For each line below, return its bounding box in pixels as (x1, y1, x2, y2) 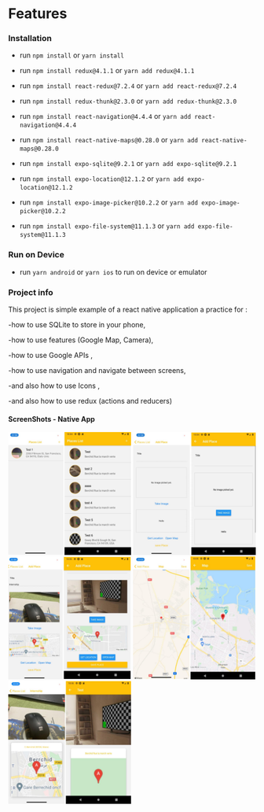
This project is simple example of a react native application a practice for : (8, 304, 247, 315)
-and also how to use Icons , (8, 381, 101, 390)
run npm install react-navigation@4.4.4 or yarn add (19, 112, 191, 121)
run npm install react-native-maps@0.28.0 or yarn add (19, 135, 199, 145)
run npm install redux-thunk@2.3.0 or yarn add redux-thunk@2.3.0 (19, 96, 237, 106)
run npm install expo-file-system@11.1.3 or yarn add (19, 221, 195, 231)
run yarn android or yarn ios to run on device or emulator (19, 267, 207, 276)
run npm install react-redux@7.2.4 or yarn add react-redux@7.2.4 (19, 81, 237, 90)
